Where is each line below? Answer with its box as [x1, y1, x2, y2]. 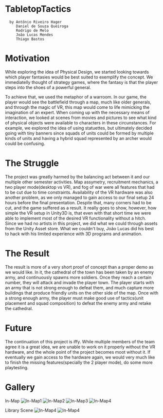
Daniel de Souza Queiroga [16, 23, 69, 29]
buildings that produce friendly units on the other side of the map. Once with [5, 290, 159, 296]
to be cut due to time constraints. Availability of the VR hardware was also [5, 189, 153, 195]
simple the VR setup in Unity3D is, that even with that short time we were [5, 210, 151, 216]
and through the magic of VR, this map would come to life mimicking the [5, 104, 150, 110]
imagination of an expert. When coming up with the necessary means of [5, 109, 150, 115]
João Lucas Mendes [16, 32, 54, 37]
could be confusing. [5, 140, 45, 146]
